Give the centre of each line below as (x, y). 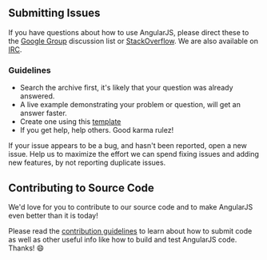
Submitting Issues (54, 13)
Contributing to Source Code (81, 188)
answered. (37, 96)
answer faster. (44, 113)
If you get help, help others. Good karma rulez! (97, 130)
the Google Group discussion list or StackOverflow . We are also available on (133, 41)
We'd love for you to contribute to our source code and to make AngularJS (131, 206)
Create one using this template (70, 122)
